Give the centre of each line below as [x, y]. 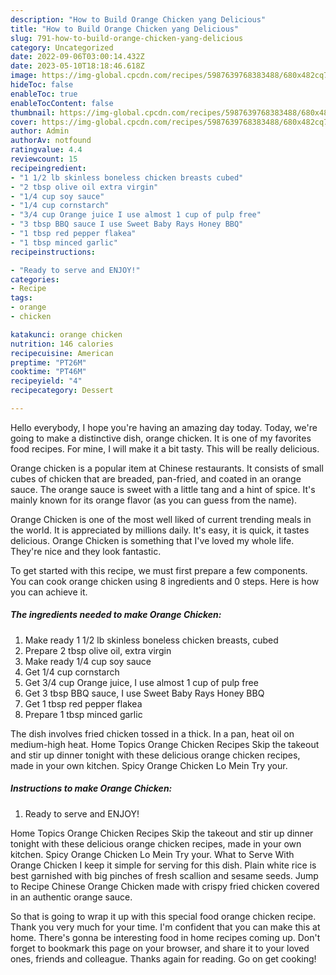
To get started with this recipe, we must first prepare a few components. [159, 570]
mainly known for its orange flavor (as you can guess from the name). [154, 500]
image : [24, 76]
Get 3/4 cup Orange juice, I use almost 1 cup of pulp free [141, 682]
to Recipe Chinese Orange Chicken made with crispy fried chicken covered [165, 886]
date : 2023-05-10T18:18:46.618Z [77, 66]
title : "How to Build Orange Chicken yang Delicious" [125, 29]
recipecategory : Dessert [62, 391]
